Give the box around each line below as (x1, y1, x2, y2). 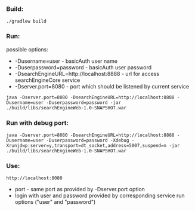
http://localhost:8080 (6, 175, 63, 181)
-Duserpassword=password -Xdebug (46, 137, 129, 143)
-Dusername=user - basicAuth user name (14, 57, 118, 65)
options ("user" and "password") (14, 198, 96, 206)
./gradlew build (6, 19, 47, 25)
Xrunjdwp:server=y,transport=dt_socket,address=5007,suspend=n (6, 142, 167, 148)
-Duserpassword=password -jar (46, 99, 121, 106)
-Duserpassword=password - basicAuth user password (14, 63, 152, 71)
